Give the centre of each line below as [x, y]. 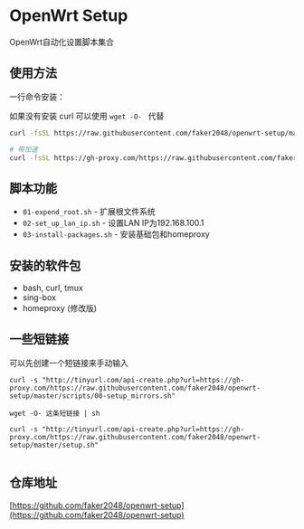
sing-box [39, 298]
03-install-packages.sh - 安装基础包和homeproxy [116, 234]
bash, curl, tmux [52, 288]
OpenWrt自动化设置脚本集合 [62, 42]
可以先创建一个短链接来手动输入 [69, 363]
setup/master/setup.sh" [54, 445]
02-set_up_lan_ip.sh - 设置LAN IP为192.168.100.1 [113, 223]
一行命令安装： [37, 97]
